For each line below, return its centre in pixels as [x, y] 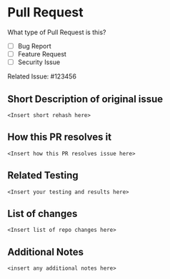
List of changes [42, 214]
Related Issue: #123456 [42, 76]
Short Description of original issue [85, 99]
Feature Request [42, 54]
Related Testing [43, 176]
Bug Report [34, 46]
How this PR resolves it [60, 137]
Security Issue [39, 62]
